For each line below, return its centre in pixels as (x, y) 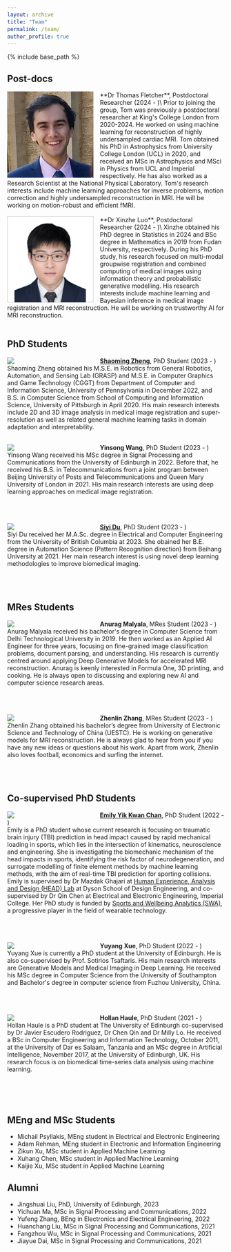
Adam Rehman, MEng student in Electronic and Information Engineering (119, 1144)
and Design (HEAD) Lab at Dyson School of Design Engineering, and (104, 888)
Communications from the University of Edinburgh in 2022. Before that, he (113, 462)
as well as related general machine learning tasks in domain (122, 419)
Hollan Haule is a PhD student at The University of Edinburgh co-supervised (115, 1025)
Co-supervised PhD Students (71, 798)
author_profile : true (38, 37)
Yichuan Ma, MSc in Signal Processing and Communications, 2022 (112, 1212)
